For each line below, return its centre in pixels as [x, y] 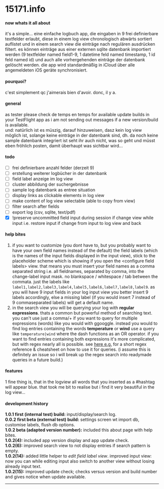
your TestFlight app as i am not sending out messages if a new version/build [82, 120]
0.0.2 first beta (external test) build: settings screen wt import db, [72, 419]
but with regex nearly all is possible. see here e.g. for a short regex [79, 344]
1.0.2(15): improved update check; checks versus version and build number [81, 472]
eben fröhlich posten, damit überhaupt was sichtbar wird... [64, 146]
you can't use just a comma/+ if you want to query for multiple [75, 318]
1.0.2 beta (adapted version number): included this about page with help [79, 430]
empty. [12, 451]
